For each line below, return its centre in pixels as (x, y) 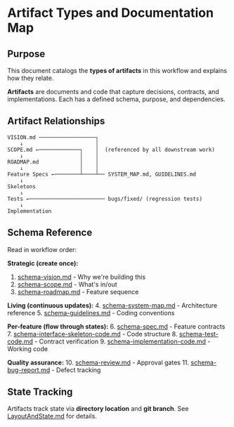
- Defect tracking (76, 369)
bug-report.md (29, 369)
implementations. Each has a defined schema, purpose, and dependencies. (117, 99)
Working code (27, 348)
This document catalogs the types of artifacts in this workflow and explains (117, 71)
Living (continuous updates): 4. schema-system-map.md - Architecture (112, 305)
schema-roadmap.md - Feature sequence (78, 291)
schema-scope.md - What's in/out (67, 284)
